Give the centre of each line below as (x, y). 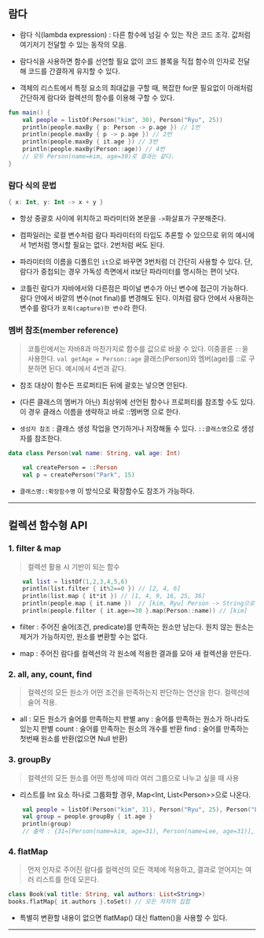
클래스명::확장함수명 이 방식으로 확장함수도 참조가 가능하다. (107, 491)
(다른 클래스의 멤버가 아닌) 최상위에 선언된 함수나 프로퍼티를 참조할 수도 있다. (137, 402)
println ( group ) (47, 824)
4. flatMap (28, 851)
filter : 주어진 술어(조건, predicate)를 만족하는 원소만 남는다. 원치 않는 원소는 (136, 627)
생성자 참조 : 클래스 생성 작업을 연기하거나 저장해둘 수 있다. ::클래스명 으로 (129, 428)
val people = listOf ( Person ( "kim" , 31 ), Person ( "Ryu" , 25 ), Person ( (137, 810)
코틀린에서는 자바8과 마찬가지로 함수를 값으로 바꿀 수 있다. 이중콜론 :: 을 (138, 349)
